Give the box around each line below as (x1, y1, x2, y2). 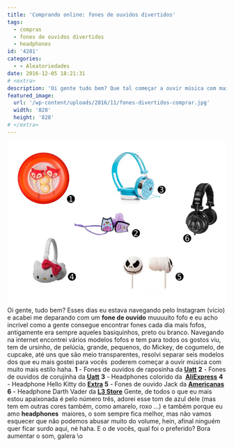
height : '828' (13, 114, 54, 121)
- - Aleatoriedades (13, 63, 70, 70)
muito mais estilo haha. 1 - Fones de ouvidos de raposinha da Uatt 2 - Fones (7, 366, 226, 374)
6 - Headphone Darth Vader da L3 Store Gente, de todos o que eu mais (7, 387, 212, 396)
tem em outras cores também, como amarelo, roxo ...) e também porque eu (7, 402, 223, 411)
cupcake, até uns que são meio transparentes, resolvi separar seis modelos (7, 350, 224, 359)
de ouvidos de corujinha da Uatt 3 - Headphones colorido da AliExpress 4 (7, 372, 224, 381)
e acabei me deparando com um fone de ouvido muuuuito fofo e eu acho (7, 313, 218, 322)
